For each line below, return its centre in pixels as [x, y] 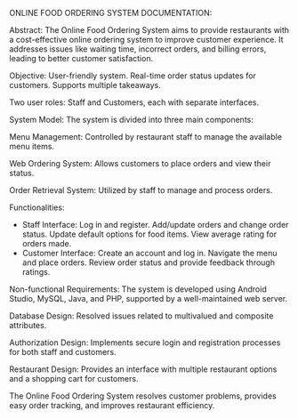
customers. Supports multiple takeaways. [85, 85]
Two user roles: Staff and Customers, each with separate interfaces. [134, 102]
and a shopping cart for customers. [74, 379]
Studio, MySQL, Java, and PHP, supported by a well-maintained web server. [148, 298]
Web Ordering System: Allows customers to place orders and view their [140, 163]
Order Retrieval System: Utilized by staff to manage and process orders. [141, 190]
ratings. [36, 272]
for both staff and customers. [63, 352]
